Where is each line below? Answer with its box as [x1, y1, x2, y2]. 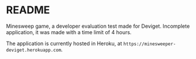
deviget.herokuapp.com [6, 47, 61, 53]
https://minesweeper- [123, 41, 176, 47]
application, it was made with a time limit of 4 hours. [6, 28, 132, 35]
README [6, 3, 50, 17]
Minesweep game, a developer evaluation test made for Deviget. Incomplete [6, 23, 190, 30]
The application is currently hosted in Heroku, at [6, 40, 122, 47]
